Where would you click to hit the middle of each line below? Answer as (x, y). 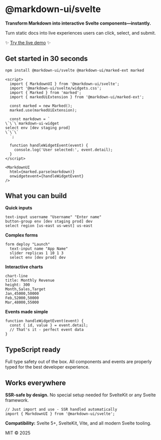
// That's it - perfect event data (47, 330)
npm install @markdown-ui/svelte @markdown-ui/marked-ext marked (74, 70)
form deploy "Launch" (28, 245)
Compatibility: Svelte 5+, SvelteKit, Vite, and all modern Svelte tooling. (78, 423)
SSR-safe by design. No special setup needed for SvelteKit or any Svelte (80, 395)
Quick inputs (19, 208)
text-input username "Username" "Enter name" (53, 217)
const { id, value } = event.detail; (49, 325)
